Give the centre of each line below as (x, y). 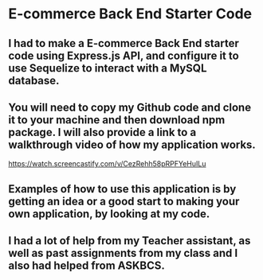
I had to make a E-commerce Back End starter (124, 43)
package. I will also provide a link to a (102, 132)
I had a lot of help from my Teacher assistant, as (130, 241)
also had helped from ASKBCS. (87, 266)
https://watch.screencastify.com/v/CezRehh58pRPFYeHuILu (107, 164)
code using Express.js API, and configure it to (124, 55)
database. (34, 80)
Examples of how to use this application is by (122, 189)
